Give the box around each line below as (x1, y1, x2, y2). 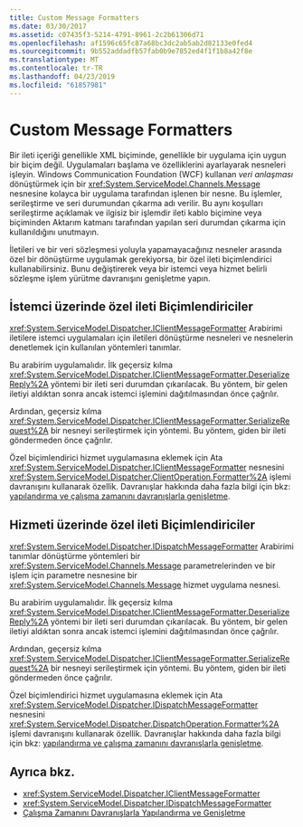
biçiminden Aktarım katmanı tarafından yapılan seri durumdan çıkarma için (9, 216, 287, 227)
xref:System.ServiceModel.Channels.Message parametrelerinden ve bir (9, 560, 276, 571)
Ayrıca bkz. (9, 764, 75, 779)
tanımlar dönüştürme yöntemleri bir (9, 551, 141, 562)
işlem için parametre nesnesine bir (9, 570, 138, 581)
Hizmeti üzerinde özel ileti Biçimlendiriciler (9, 517, 256, 532)
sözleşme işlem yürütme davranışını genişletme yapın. (9, 272, 211, 283)
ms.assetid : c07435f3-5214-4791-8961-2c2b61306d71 (9, 30, 204, 39)
